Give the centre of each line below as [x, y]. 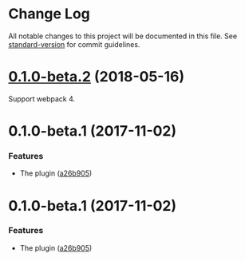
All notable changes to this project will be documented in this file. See [123, 36]
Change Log [49, 14]
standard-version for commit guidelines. [74, 44]
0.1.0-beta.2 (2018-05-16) [97, 77]
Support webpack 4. [42, 99]
